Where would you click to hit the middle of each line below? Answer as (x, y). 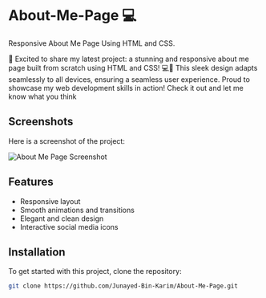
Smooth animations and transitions (77, 210)
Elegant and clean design (62, 218)
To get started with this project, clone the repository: (95, 271)
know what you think (43, 96)
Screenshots (41, 122)
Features (31, 182)
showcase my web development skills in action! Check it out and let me (126, 88)
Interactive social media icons (69, 227)
